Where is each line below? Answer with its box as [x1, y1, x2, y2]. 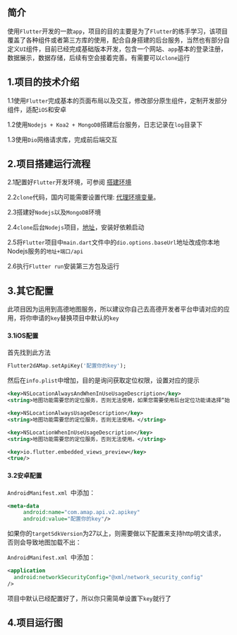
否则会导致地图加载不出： [7, 538, 82, 547]
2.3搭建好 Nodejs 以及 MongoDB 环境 [7, 208, 101, 217]
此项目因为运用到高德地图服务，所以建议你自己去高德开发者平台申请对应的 [7, 305, 224, 314]
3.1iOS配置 [7, 331, 39, 340]
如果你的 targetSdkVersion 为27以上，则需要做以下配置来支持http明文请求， [7, 530, 226, 538]
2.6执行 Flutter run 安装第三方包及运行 [7, 262, 120, 270]
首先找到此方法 [7, 348, 51, 357]
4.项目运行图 [7, 617, 63, 629]
